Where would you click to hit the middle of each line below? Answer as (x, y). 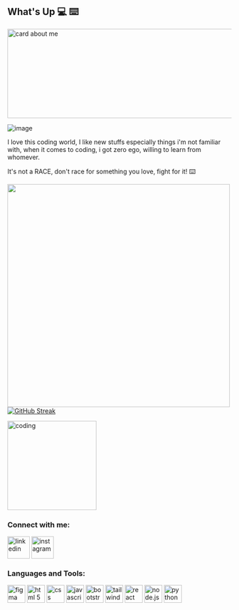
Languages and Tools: (46, 574)
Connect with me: (39, 524)
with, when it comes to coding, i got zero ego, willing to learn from (104, 149)
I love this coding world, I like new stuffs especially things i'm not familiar (114, 142)
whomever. (24, 157)
